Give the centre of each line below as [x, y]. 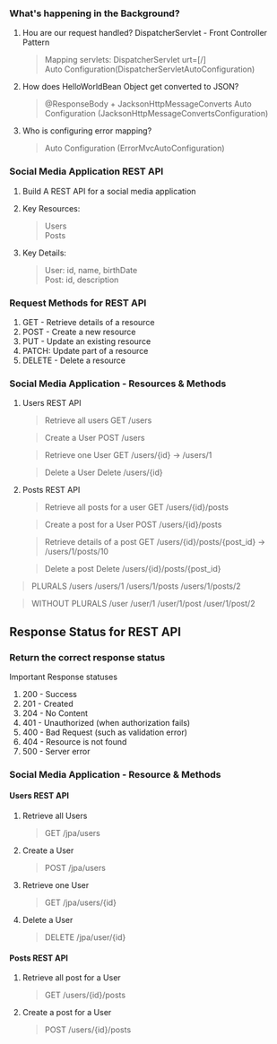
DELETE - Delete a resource [74, 360]
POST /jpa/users [75, 868]
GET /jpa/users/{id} [80, 902]
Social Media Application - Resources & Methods [118, 384]
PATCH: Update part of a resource [85, 350]
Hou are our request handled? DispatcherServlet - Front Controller [144, 33]
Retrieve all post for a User [71, 978]
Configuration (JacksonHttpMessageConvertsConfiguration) [156, 114]
